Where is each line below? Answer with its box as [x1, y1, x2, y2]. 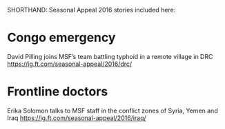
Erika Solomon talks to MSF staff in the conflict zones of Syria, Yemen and [7, 106, 219, 115]
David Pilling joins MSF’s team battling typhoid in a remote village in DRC [7, 52, 213, 60]
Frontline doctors [7, 84, 108, 99]
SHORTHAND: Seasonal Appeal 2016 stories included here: [7, 6, 176, 14]
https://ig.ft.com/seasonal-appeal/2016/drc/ [7, 60, 133, 68]
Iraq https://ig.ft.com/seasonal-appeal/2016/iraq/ [7, 113, 146, 122]
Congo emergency [7, 30, 116, 45]
